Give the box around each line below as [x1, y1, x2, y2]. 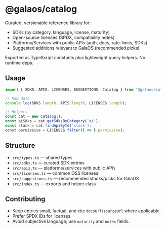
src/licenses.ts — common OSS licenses [12, 170, 99, 176]
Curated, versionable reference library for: [5, 20, 91, 26]
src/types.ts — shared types [12, 154, 73, 161]
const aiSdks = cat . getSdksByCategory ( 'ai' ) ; [5, 119, 100, 124]
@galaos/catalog [5, 3, 78, 15]
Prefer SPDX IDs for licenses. [12, 213, 72, 219]
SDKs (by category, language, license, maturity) [12, 29, 110, 35]
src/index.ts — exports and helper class [12, 181, 96, 187]
